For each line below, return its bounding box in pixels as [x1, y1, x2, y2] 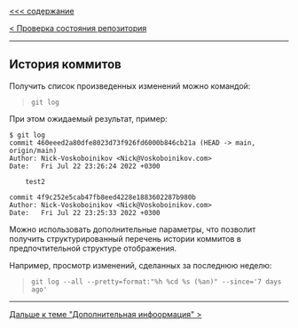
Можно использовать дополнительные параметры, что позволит [9, 224, 256, 235]
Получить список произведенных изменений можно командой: [9, 80, 251, 91]
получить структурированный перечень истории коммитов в [9, 233, 242, 244]
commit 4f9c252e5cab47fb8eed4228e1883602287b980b [9, 193, 197, 202]
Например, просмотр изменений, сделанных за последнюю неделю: [9, 260, 272, 270]
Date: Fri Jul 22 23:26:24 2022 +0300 [9, 162, 161, 171]
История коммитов [9, 57, 122, 72]
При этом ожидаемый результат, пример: [9, 113, 169, 124]
